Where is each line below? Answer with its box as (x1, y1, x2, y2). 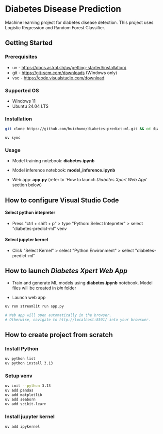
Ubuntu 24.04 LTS (12, 103, 49, 109)
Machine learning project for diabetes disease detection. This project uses (5, 19, 154, 25)
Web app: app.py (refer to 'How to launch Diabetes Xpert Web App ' (12, 177, 148, 183)
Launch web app (12, 294, 46, 300)
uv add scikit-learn (5, 401, 47, 406)
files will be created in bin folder (12, 285, 77, 291)
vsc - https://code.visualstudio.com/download (12, 75, 105, 81)
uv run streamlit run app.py (5, 303, 64, 309)
